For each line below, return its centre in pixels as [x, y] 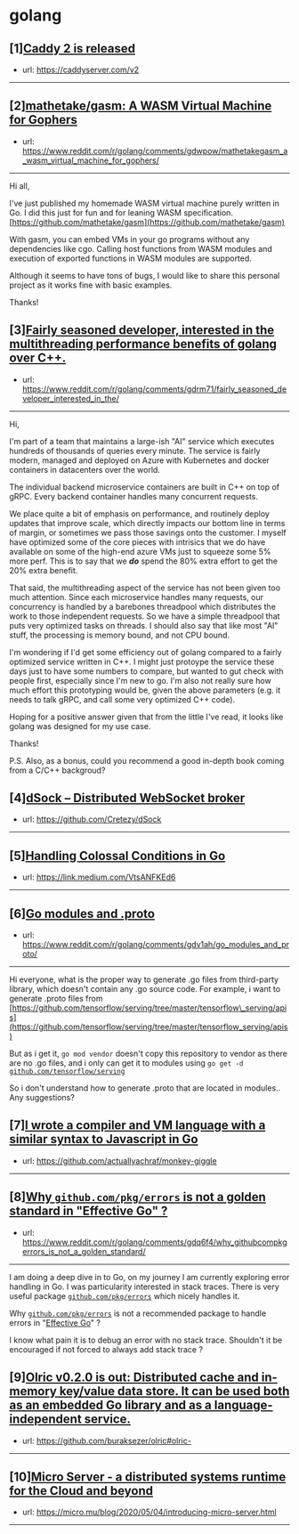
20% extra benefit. [44, 570]
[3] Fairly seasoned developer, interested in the [142, 330]
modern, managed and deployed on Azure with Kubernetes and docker [139, 460]
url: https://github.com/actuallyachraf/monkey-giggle [119, 1161]
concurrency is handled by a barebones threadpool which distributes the [142, 606]
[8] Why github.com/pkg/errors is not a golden [138, 1197]
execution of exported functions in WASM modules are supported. [130, 258]
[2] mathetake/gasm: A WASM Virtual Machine [141, 106]
